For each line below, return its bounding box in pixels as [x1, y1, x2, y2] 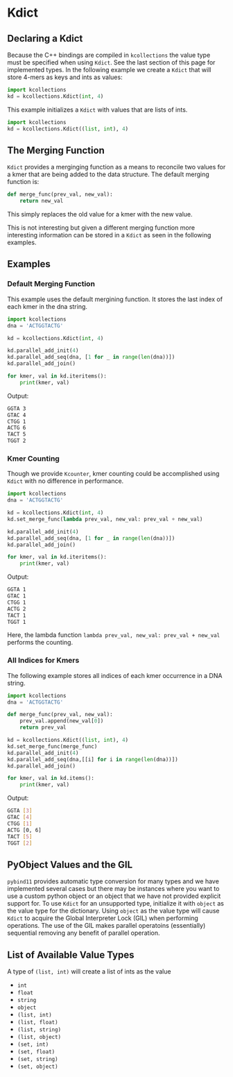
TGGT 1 [7, 618, 26, 625]
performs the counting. [7, 638, 74, 647]
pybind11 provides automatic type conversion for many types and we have [7, 877, 220, 885]
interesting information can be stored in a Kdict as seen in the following [7, 231, 212, 239]
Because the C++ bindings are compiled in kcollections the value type [7, 51, 211, 59]
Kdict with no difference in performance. [7, 477, 124, 485]
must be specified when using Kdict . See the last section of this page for [7, 58, 216, 67]
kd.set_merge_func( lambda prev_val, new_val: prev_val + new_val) [7, 516, 203, 523]
